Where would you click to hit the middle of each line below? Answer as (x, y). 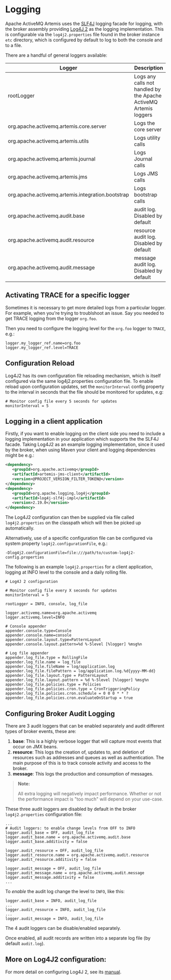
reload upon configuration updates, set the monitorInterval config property (85, 386)
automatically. (20, 528)
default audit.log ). (25, 943)
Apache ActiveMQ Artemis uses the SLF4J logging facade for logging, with (84, 24)
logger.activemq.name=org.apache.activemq (51, 613)
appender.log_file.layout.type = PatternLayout (57, 676)
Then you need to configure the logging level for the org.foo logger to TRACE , (85, 328)
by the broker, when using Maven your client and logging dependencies (80, 450)
